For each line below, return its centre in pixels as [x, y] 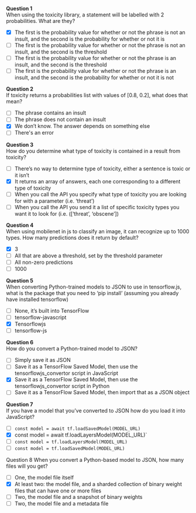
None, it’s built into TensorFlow [52, 311]
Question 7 [20, 404]
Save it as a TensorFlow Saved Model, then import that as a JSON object [102, 393]
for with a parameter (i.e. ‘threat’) [54, 201]
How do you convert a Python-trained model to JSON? [72, 348]
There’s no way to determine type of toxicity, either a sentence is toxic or [102, 168]
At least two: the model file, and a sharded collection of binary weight [98, 484]
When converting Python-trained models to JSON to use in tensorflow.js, [94, 287]
